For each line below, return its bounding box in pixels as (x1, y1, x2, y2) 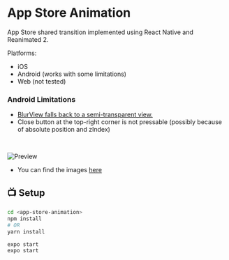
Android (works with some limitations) (17, 70, 127, 78)
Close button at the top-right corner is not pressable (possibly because (17, 118, 222, 126)
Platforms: (7, 49, 37, 57)
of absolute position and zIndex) (17, 125, 110, 134)
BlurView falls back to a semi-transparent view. (17, 110, 154, 119)
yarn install (7, 228, 45, 235)
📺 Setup (7, 187, 45, 199)
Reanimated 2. (7, 35, 49, 43)
